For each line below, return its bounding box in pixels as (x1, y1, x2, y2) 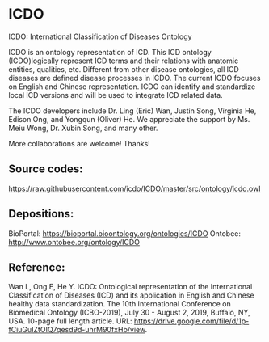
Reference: (8, 260, 65, 274)
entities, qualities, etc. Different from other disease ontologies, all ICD (8, 64, 240, 74)
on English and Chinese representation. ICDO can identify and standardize (8, 82, 256, 91)
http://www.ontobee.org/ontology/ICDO (8, 237, 140, 247)
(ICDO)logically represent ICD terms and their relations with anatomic (8, 56, 239, 65)
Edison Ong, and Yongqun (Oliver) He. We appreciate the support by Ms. (8, 114, 250, 124)
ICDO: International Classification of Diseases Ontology (8, 32, 192, 41)
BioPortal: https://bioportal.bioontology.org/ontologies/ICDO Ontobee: (8, 228, 241, 239)
